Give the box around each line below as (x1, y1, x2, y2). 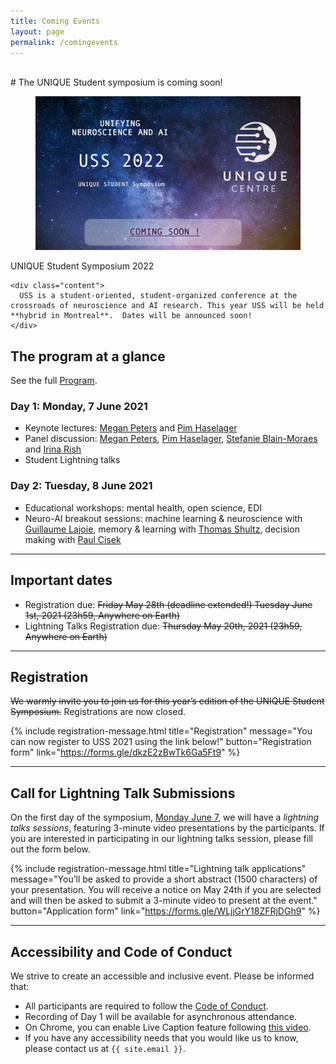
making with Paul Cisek (24, 533, 122, 545)
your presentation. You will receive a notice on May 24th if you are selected (10, 884, 322, 896)
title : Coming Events (10, 16, 101, 26)
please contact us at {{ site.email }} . (24, 1042, 186, 1054)
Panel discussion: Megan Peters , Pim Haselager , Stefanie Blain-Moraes (24, 433, 318, 445)
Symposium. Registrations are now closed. (10, 706, 187, 718)
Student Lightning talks (24, 454, 121, 466)
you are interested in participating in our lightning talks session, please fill (10, 833, 313, 845)
